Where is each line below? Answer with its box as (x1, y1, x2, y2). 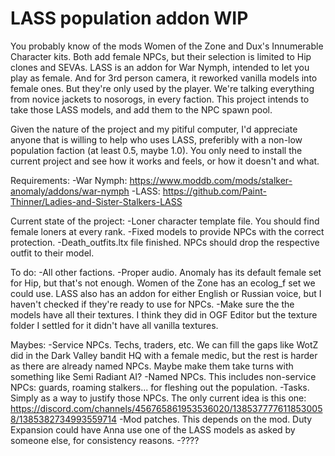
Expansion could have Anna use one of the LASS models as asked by (10, 423, 296, 436)
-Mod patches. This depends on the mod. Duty (118, 413, 313, 425)
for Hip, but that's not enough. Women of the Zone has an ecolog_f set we (10, 277, 316, 289)
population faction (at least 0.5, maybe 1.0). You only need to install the (10, 144, 303, 156)
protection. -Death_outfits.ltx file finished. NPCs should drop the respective (10, 236, 320, 248)
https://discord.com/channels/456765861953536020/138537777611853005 (10, 402, 323, 414)
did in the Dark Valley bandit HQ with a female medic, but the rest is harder (10, 349, 318, 361)
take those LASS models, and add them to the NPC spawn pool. (10, 103, 273, 116)
